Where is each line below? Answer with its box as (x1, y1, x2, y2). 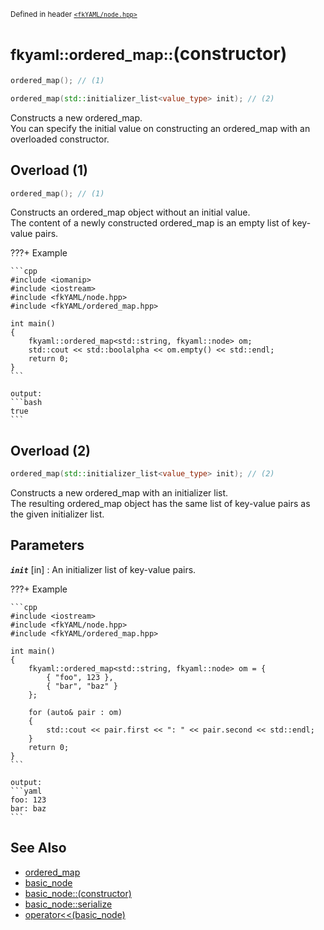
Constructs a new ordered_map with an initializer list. (10, 487, 229, 499)
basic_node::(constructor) (24, 887, 132, 899)
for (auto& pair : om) (28, 707, 123, 717)
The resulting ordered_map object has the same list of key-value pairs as (10, 498, 311, 510)
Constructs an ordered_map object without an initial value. (10, 206, 251, 219)
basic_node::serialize (24, 898, 113, 910)
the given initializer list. (10, 508, 105, 520)
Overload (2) (10, 442, 92, 459)
